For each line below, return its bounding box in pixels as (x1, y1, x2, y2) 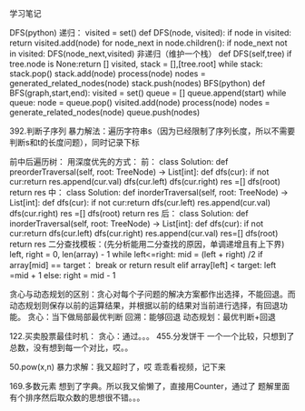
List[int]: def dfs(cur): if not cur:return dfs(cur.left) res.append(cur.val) (9, 197, 271, 207)
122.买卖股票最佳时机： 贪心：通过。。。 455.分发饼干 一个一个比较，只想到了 (9, 331, 295, 341)
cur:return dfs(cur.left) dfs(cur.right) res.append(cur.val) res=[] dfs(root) (9, 228, 279, 238)
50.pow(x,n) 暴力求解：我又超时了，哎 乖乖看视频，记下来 (9, 362, 227, 372)
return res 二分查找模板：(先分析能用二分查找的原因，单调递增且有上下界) (9, 239, 285, 249)
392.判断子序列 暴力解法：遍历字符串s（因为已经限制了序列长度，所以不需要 (9, 125, 296, 136)
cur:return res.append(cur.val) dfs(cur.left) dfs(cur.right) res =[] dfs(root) (9, 176, 281, 186)
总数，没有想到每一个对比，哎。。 (9, 342, 133, 353)
